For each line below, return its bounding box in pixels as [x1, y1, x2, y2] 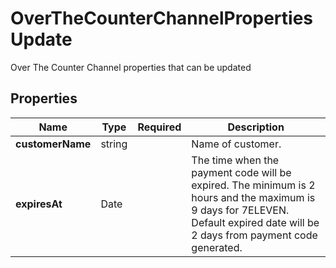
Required [137, 120, 182, 134]
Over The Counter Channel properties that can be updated [10, 61, 252, 73]
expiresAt [15, 197, 63, 211]
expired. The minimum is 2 [191, 178, 316, 192]
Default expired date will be [191, 215, 320, 229]
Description [227, 120, 285, 134]
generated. [191, 240, 243, 254]
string [100, 137, 128, 151]
